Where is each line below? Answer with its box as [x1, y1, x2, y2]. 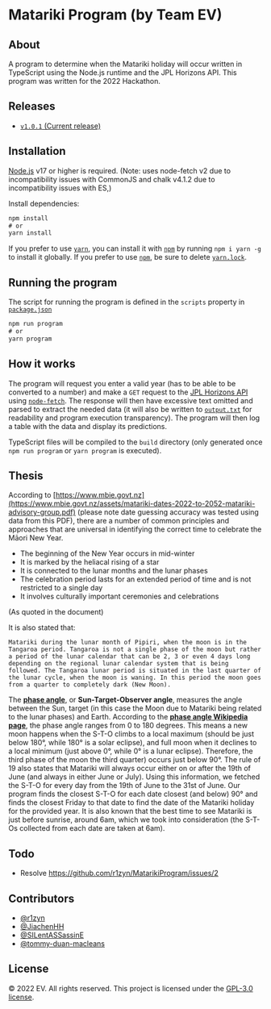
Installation [8, 144, 66, 158]
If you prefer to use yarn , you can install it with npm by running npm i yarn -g [8, 244, 262, 253]
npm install [8, 214, 48, 223]
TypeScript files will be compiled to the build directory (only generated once [8, 437, 263, 447]
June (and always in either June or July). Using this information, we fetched [8, 772, 261, 782]
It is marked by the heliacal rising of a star [19, 557, 160, 567]
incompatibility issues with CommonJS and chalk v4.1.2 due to [8, 174, 215, 184]
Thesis [8, 469, 44, 482]
